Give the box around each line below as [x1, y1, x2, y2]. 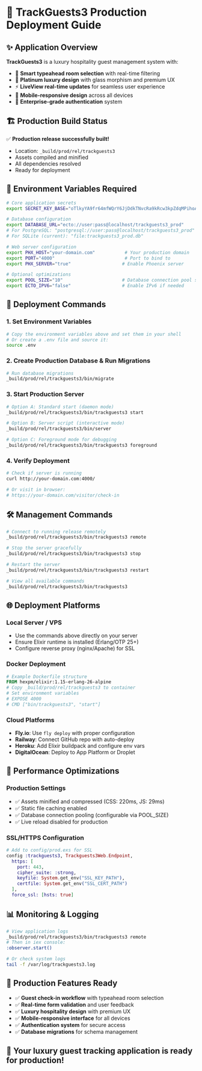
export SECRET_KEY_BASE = [6, 205, 69, 211]
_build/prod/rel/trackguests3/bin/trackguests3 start [6, 409, 144, 415]
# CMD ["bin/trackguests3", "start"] [6, 701, 101, 707]
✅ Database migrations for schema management [14, 1028, 138, 1035]
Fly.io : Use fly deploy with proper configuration [14, 730, 135, 737]
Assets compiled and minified [14, 154, 89, 161]
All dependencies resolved [14, 160, 81, 167]
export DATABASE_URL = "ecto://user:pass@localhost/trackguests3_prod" [6, 222, 185, 228]
